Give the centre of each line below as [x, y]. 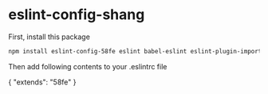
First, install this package [49, 37]
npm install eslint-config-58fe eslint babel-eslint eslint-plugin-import [135, 51]
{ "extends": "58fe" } [42, 82]
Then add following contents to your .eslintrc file [88, 66]
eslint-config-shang [77, 15]
